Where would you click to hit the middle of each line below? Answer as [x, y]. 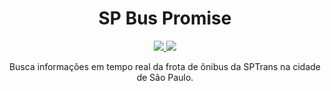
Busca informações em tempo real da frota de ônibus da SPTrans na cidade [165, 66]
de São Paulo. [165, 77]
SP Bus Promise [165, 18]
